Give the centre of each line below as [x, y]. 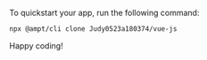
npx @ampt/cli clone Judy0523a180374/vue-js [93, 29]
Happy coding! [37, 45]
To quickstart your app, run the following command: [104, 13]
